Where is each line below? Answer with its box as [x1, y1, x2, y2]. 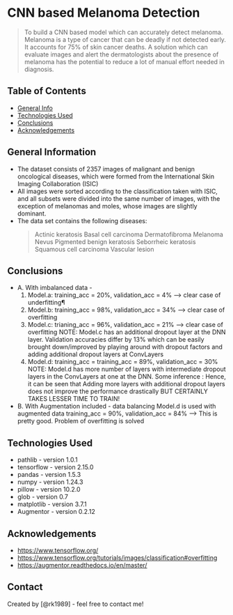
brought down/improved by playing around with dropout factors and [27, 343, 223, 351]
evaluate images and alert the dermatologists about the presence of [24, 50, 219, 59]
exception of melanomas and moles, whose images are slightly [17, 202, 198, 210]
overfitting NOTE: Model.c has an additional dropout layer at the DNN [27, 328, 226, 336]
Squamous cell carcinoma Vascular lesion [34, 245, 154, 253]
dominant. [17, 209, 47, 218]
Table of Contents [7, 85, 87, 97]
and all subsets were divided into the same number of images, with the [17, 194, 220, 203]
